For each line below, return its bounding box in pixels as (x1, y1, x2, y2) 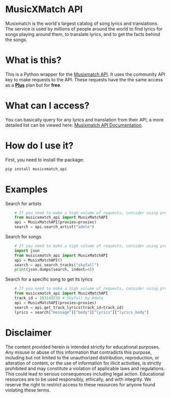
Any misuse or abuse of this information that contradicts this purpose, (5, 349, 152, 355)
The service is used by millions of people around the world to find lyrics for (5, 25, 163, 32)
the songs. (5, 37, 28, 43)
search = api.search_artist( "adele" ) (14, 225, 95, 230)
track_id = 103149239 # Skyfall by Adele (14, 296, 103, 301)
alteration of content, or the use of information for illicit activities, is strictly (5, 360, 162, 366)
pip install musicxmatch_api (5, 166, 67, 171)
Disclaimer (5, 327, 52, 339)
